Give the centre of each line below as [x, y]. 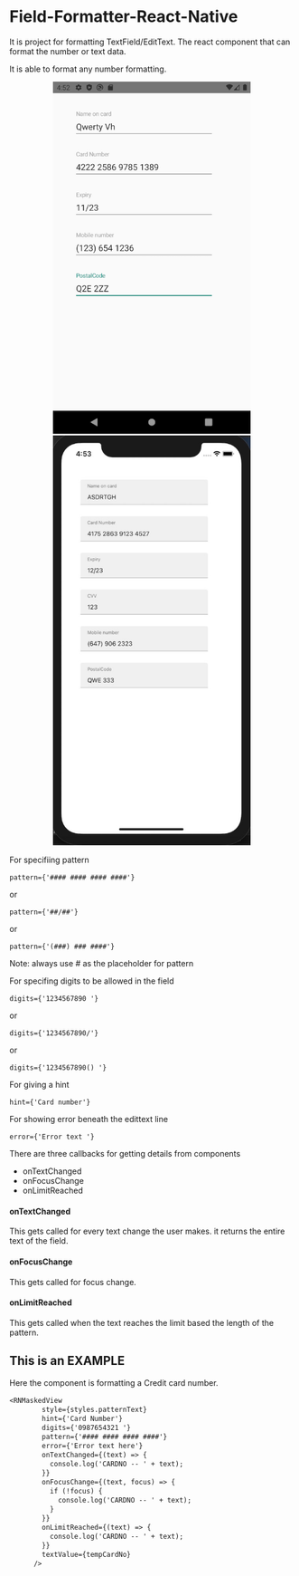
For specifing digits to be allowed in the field [92, 981]
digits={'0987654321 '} [86, 1427]
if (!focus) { [76, 1491]
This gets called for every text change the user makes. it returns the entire [147, 1231]
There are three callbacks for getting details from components [125, 1154]
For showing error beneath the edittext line [89, 1120]
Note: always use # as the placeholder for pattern [102, 964]
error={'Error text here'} [93, 1446]
